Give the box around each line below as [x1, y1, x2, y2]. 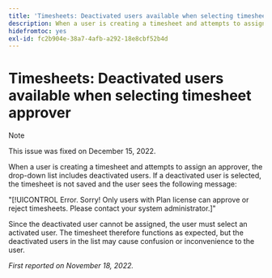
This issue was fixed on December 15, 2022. [8, 147, 156, 156]
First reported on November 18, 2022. [8, 261, 134, 271]
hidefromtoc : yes [8, 27, 67, 35]
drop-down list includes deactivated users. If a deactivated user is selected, [8, 171, 261, 181]
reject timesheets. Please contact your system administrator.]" [8, 203, 216, 213]
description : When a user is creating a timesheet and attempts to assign [8, 19, 266, 28]
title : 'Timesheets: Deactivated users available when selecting [8, 11, 233, 20]
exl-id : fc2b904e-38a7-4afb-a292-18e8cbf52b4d [8, 34, 168, 43]
